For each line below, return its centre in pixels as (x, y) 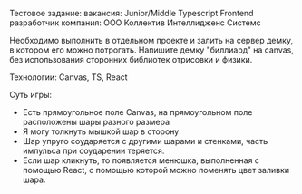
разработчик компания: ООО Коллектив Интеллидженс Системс (135, 23)
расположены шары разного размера (96, 122)
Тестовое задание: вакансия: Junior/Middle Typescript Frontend (132, 13)
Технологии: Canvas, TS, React (69, 77)
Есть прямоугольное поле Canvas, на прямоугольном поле (137, 112)
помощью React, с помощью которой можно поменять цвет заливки (156, 170)
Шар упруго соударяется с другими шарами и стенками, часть (145, 141)
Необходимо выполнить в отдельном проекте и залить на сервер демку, (151, 40)
